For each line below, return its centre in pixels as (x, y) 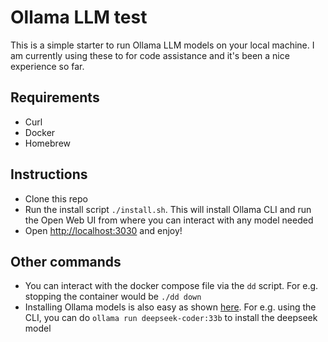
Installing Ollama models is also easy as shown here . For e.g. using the (170, 307)
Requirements (55, 97)
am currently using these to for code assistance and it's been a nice (150, 55)
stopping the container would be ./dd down (113, 297)
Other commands (66, 261)
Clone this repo (56, 198)
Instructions (49, 174)
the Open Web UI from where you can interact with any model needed (169, 220)
